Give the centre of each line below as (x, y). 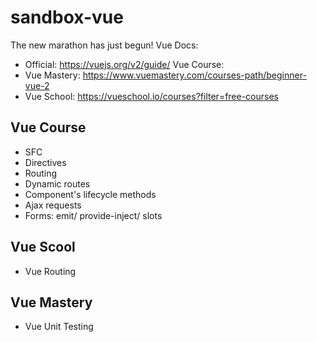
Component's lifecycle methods (90, 194)
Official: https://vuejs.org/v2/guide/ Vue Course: (124, 64)
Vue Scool (43, 247)
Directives (45, 162)
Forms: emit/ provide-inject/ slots (93, 215)
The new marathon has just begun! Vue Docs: (104, 45)
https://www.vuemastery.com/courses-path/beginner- (194, 75)
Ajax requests (53, 205)
